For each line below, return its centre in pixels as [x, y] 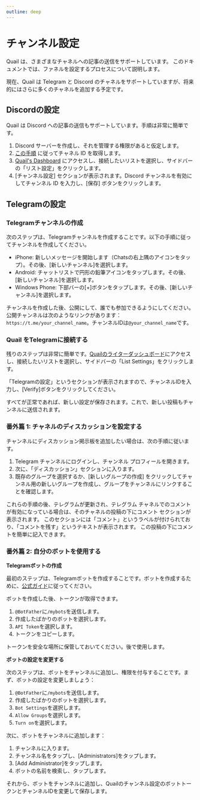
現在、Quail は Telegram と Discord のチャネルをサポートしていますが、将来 [100, 81]
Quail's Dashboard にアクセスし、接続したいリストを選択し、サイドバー [104, 161]
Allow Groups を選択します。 [49, 715]
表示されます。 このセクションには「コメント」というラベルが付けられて [96, 519]
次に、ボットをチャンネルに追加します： [56, 735]
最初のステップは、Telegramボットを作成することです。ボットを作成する [96, 578]
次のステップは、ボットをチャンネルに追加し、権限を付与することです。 [95, 672]
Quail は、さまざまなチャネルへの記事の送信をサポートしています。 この [95, 61]
